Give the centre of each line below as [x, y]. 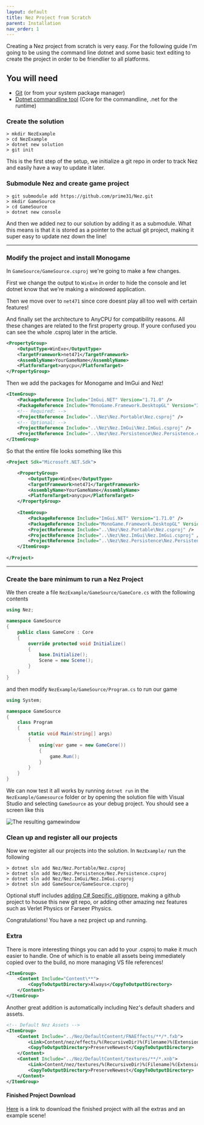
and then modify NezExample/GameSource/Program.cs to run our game [92, 689]
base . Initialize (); [63, 655]
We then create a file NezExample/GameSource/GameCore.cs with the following [101, 593]
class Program [35, 723]
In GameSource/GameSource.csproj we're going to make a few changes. [93, 270]
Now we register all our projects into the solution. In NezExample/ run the [96, 851]
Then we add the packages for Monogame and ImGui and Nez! [85, 383]
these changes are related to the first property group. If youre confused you [101, 325]
